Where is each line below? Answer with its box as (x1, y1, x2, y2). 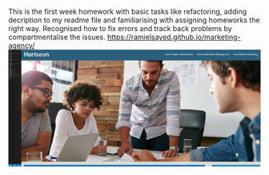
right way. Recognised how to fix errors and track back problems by (8, 24, 232, 33)
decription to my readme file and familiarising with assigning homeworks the (8, 15, 260, 25)
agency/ (8, 41, 35, 50)
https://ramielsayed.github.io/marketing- (106, 32, 241, 42)
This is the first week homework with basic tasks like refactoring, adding (8, 7, 247, 16)
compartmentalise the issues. (8, 32, 106, 42)
